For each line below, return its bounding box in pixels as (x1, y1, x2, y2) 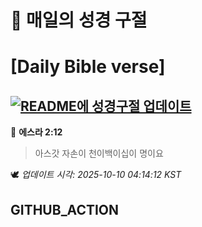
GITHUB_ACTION (10, 201, 120, 218)
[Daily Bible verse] (10, 56, 166, 78)
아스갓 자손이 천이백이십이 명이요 (34, 147, 164, 160)
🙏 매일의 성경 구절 (10, 9, 148, 32)
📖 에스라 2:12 (10, 126, 63, 138)
